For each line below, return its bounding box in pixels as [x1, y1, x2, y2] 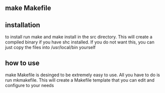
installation [5, 21, 40, 29]
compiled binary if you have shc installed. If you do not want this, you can [5, 39, 155, 45]
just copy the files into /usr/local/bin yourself [5, 45, 96, 50]
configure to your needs [5, 83, 54, 89]
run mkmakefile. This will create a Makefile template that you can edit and [5, 77, 155, 83]
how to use [5, 59, 40, 67]
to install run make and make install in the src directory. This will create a [5, 34, 153, 40]
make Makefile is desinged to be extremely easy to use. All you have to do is [5, 72, 160, 78]
